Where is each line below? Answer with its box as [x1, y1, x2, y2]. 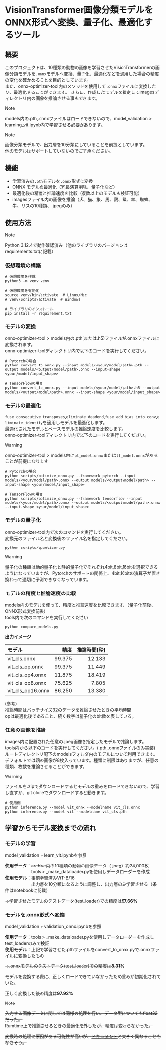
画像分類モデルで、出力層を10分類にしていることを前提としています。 [5, 142, 147, 147]
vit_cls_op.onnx [7, 663, 43, 670]
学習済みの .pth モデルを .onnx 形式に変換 [12, 178, 93, 183]
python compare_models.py [5, 624, 58, 630]
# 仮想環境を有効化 [5, 288, 40, 293]
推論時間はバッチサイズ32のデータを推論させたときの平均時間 [5, 707, 132, 713]
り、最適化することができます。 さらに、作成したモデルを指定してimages [5, 90, 155, 95]
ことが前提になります [5, 458, 48, 464]
